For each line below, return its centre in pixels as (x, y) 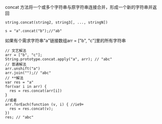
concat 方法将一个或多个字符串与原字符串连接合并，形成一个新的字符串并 (79, 7)
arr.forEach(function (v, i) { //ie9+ (44, 105)
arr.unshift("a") (23, 69)
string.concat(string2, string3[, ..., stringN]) (57, 22)
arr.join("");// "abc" (28, 73)
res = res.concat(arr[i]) (36, 91)
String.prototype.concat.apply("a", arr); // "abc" (59, 59)
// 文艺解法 (16, 51)
